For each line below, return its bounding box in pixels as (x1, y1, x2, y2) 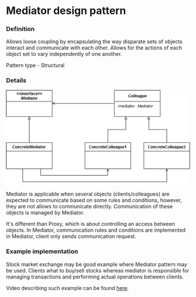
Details (6, 76, 27, 85)
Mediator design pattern (6, 4, 127, 18)
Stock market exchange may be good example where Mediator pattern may (6, 261, 188, 268)
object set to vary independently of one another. (6, 51, 123, 58)
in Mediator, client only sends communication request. (6, 233, 136, 240)
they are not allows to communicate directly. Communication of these (6, 203, 173, 210)
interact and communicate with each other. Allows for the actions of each (6, 44, 183, 51)
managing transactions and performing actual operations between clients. (6, 273, 184, 280)
